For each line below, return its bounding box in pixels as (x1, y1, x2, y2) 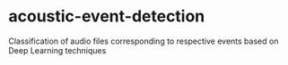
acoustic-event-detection (8, 6, 205, 27)
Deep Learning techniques (8, 45, 107, 55)
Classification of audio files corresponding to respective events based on (8, 36, 279, 46)
